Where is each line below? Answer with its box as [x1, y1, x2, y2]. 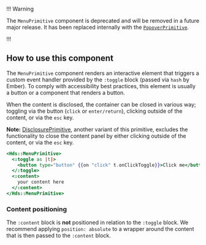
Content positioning [6, 205, 67, 213]
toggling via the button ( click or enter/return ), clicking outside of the [6, 107, 183, 115]
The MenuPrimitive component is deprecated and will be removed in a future [6, 17, 200, 24]
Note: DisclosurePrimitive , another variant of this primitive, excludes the [6, 126, 188, 133]
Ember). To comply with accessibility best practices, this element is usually [6, 82, 196, 89]
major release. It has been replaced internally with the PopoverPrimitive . [6, 24, 189, 31]
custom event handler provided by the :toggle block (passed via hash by [6, 76, 190, 83]
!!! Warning [6, 6, 34, 12]
